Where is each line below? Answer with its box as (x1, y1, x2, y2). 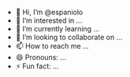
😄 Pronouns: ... (15, 53, 67, 62)
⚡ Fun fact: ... (15, 61, 59, 71)
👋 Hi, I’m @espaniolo (15, 8, 84, 16)
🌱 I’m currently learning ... (15, 24, 100, 33)
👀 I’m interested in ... (15, 16, 83, 25)
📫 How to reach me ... (15, 42, 89, 50)
